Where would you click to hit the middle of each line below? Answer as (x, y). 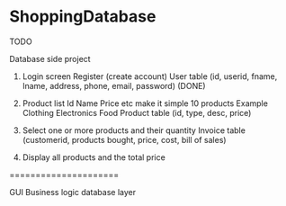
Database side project (50, 58)
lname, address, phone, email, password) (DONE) (114, 85)
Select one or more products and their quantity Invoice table (134, 130)
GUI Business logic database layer (73, 192)
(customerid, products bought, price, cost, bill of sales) (124, 139)
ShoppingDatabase (83, 17)
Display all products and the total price (94, 157)
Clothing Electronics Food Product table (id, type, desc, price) (137, 112)
